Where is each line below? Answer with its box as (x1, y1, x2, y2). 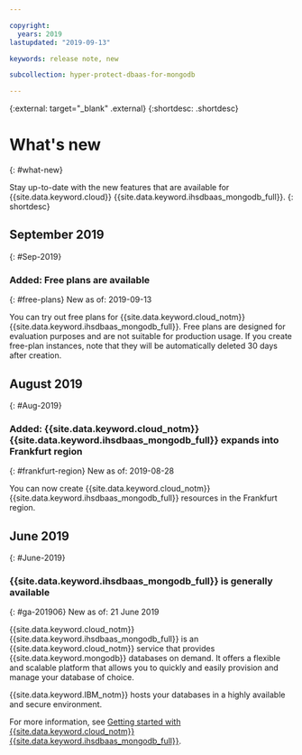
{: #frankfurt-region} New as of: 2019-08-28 (9, 465, 174, 476)
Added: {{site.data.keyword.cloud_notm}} (9, 422, 200, 435)
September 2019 (9, 227, 105, 243)
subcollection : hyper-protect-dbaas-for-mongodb (9, 70, 196, 79)
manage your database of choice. (9, 672, 135, 683)
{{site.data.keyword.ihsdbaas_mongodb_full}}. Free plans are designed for (9, 321, 286, 332)
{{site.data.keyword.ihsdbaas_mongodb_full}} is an (9, 633, 199, 645)
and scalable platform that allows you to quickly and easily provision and (9, 662, 279, 673)
